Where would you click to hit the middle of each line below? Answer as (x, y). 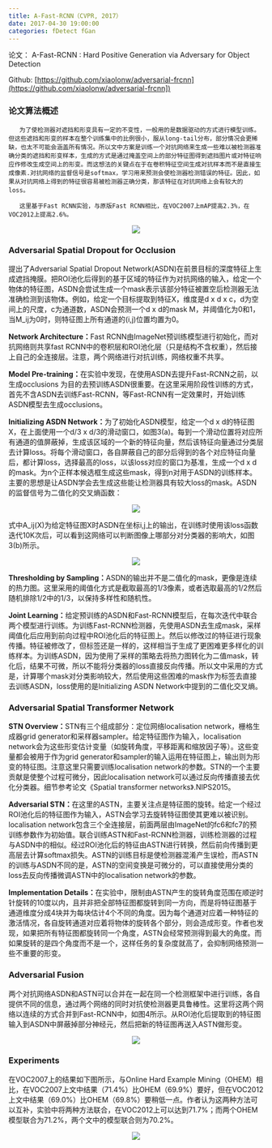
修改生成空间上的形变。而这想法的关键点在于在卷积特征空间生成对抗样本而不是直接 (138, 164)
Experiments (34, 1060)
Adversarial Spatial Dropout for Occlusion (92, 250)
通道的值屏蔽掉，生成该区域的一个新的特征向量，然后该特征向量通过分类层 (139, 442)
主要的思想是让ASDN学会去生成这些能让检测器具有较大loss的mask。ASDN (133, 482)
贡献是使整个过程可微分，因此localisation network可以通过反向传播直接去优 (134, 777)
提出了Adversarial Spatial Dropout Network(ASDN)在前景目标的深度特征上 (132, 268)
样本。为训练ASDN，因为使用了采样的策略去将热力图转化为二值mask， (134, 655)
